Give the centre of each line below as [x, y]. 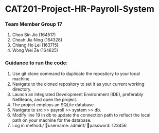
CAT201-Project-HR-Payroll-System [80, 9]
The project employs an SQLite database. [53, 104]
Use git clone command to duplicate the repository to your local [76, 74]
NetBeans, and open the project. [45, 99]
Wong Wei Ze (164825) [35, 50]
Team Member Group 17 [34, 24]
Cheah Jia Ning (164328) [37, 40]
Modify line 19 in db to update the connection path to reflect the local [81, 115]
